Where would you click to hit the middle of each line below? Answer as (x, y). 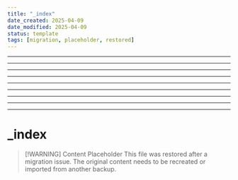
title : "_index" (31, 14)
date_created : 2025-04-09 (45, 20)
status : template (33, 34)
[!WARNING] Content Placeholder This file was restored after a (116, 154)
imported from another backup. (70, 169)
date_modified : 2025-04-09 (47, 27)
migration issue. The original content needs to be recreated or (115, 162)
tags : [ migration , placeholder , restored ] (71, 40)
